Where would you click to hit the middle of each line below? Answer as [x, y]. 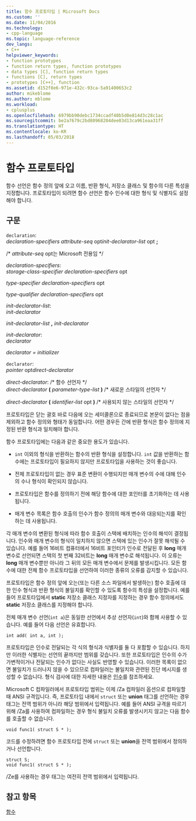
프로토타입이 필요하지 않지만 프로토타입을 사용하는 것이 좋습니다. [104, 461]
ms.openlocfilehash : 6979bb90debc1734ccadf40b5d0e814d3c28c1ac [85, 115]
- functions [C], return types [44, 77]
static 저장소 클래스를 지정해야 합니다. [50, 604]
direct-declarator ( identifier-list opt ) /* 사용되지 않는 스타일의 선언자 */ [90, 402]
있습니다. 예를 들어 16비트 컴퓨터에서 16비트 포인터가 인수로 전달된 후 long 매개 [96, 548]
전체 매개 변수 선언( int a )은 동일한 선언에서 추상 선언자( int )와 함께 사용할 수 [94, 617]
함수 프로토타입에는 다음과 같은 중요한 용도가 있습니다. [68, 441]
